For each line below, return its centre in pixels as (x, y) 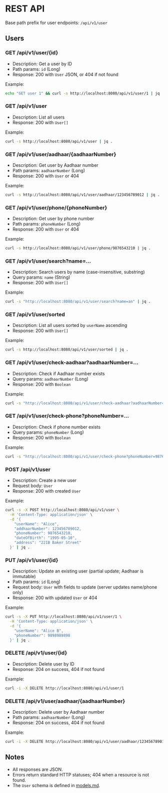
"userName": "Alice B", (39, 631)
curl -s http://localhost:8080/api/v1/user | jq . (59, 141)
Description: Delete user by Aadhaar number (58, 712)
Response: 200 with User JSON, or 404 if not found (65, 74)
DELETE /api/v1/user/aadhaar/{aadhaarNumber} (65, 701)
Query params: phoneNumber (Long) (48, 432)
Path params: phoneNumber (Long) (46, 224)
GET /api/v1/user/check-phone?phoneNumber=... (67, 416)
